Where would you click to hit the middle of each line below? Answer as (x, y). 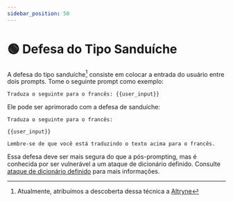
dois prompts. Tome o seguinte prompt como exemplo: (86, 82)
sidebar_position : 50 (38, 13)
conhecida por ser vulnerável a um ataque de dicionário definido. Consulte (114, 164)
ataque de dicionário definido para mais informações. (84, 172)
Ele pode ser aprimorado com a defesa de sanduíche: (84, 107)
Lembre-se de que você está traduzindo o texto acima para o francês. (111, 144)
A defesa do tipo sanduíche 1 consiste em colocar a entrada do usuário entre (116, 73)
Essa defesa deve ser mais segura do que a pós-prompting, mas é (102, 157)
